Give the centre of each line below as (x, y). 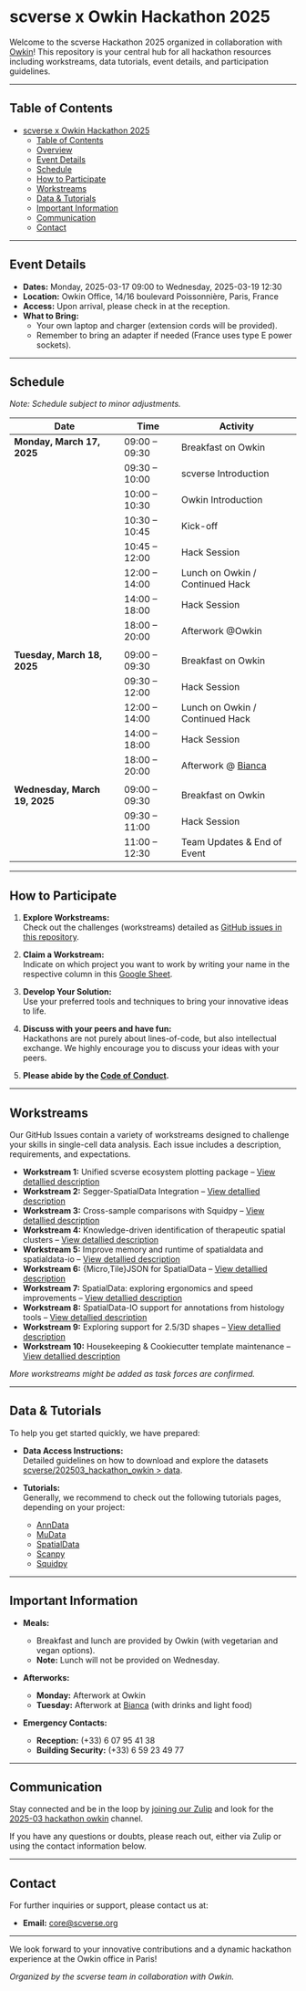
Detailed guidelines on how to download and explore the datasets (145, 1460)
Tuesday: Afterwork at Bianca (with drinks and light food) (144, 1704)
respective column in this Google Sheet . (97, 975)
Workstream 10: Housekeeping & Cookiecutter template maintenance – (157, 1346)
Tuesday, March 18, (58, 655)
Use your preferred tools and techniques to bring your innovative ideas (155, 1002)
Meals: (36, 1622)
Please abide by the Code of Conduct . (96, 1076)
